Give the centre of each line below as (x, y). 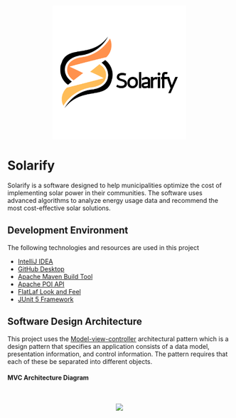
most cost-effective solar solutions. (59, 208)
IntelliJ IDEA (35, 261)
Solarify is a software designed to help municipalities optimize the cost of (115, 185)
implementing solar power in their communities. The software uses (105, 193)
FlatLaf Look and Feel (49, 291)
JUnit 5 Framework (45, 299)
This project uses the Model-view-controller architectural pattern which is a (118, 339)
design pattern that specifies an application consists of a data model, (108, 346)
